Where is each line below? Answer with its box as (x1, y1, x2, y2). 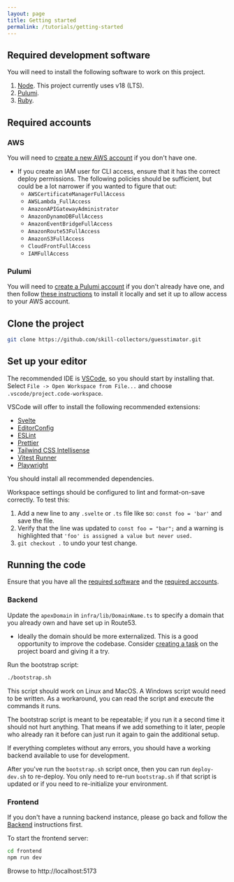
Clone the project (7, 317, 85, 329)
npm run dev (7, 854, 42, 861)
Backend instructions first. (7, 820, 83, 829)
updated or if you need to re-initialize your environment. (7, 779, 168, 788)
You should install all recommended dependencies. (7, 474, 154, 483)
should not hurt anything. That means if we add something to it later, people (7, 722, 226, 731)
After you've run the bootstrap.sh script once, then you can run (7, 764, 191, 773)
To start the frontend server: (7, 834, 89, 842)
